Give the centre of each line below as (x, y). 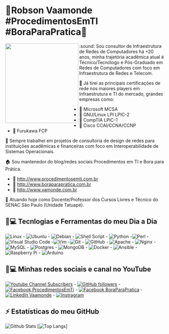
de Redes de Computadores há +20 (116, 51)
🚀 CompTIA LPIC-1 (98, 120)
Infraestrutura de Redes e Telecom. (116, 73)
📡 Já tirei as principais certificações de (120, 83)
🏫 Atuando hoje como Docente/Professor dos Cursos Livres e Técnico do (82, 199)
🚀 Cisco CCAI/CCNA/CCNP (108, 125)
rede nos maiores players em (110, 88)
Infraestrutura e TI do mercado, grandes (121, 94)
